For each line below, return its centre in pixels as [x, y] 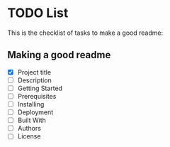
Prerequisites [37, 96]
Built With [32, 120]
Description [34, 80]
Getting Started [40, 88]
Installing [31, 104]
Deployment [35, 112]
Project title [34, 72]
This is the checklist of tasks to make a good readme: [85, 33]
